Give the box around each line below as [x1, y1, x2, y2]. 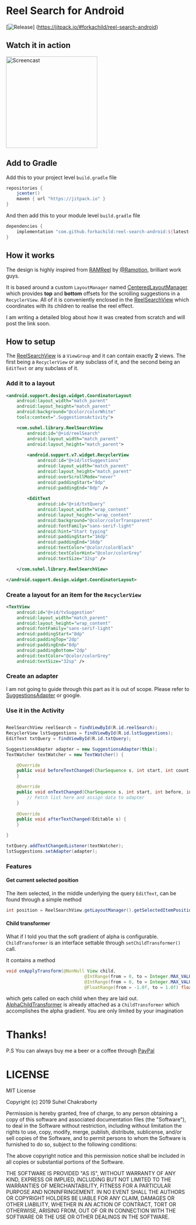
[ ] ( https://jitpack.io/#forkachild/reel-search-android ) [6, 23, 159, 30]
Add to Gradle [6, 158, 57, 168]
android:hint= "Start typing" [37, 528, 108, 534]
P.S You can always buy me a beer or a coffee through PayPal [6, 1047, 155, 1055]
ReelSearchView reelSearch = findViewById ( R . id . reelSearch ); [6, 725, 158, 731]
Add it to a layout [6, 379, 55, 388]
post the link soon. [6, 320, 51, 327]
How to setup [6, 337, 55, 347]
